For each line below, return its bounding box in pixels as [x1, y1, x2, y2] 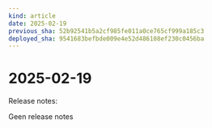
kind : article [8, 11, 57, 20]
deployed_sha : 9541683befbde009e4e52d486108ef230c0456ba [8, 34, 205, 43]
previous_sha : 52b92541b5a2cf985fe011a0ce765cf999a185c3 [8, 27, 205, 35]
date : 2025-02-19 [8, 19, 67, 28]
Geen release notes [8, 112, 74, 122]
